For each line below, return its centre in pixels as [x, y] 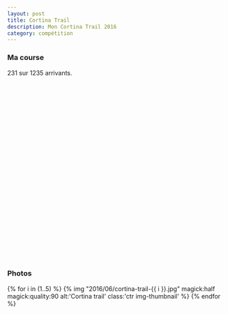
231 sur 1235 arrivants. [40, 73]
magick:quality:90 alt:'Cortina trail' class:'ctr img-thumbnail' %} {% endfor [114, 296]
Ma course [26, 58]
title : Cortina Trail [39, 20]
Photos [20, 274]
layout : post [26, 14]
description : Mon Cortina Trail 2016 [62, 27]
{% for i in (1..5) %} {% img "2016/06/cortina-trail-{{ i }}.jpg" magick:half [111, 289]
